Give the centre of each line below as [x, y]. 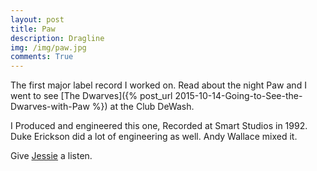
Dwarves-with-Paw [50, 107]
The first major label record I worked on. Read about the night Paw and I [158, 85]
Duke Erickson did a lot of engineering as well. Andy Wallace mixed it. [154, 137]
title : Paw [33, 29]
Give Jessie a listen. [51, 156]
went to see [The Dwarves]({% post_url [91, 96]
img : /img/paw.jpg [48, 47]
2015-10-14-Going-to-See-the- [238, 96]
